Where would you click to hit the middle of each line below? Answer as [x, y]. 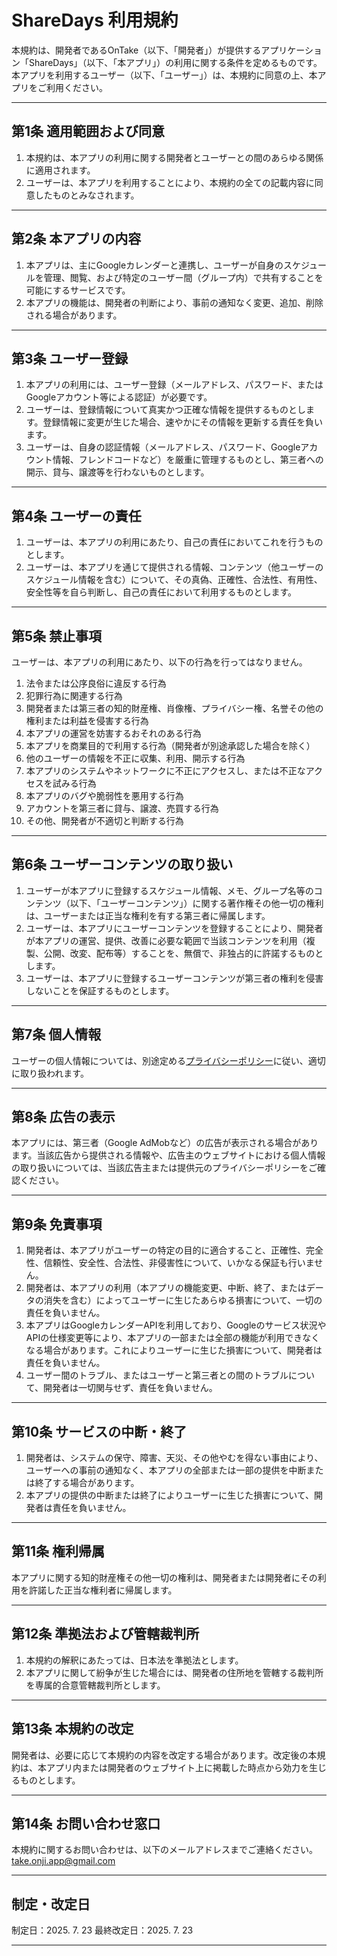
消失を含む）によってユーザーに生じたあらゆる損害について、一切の [183, 1300]
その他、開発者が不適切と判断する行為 [104, 820]
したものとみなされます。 [87, 195]
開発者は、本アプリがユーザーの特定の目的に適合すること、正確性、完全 [174, 1250]
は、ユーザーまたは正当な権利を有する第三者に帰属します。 [148, 915]
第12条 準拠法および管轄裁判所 [105, 1634]
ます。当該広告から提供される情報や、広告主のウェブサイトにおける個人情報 [168, 1155]
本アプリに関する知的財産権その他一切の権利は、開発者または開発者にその [164, 1577]
